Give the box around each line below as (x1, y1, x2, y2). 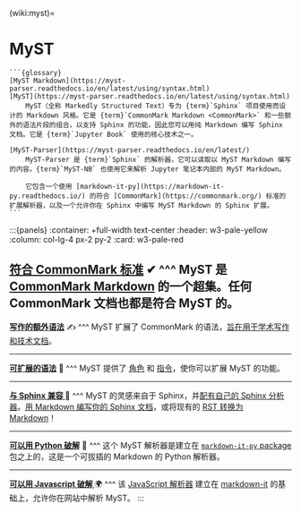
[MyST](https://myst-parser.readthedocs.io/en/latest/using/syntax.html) (9, 91, 291, 101)
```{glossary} (9, 68, 63, 77)
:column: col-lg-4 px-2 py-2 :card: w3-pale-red (9, 234, 184, 244)
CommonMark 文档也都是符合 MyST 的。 (9, 295, 239, 311)
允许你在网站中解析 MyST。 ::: (32, 492, 145, 503)
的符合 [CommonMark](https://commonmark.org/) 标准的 (89, 192, 287, 201)
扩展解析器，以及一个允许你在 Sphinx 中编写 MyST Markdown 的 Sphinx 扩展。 (9, 201, 274, 209)
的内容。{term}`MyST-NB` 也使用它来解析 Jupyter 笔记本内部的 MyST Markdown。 (9, 165, 287, 174)
